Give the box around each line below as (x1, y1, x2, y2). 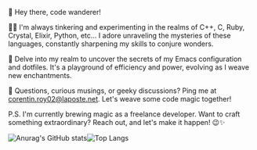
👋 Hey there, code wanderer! (8, 8, 102, 16)
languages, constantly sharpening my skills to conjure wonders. (8, 39, 214, 48)
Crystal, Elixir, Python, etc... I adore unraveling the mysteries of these (8, 31, 231, 40)
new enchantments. (8, 71, 72, 80)
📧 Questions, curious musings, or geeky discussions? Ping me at (8, 86, 217, 95)
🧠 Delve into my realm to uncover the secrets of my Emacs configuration (8, 55, 242, 63)
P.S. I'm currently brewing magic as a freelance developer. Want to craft (8, 109, 241, 119)
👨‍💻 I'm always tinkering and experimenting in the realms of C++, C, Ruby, (8, 23, 245, 31)
